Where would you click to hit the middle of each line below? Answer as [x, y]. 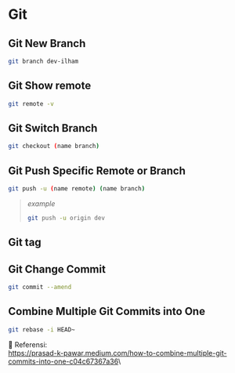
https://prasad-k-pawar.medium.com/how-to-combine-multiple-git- [117, 353]
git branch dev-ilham [43, 61]
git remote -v [31, 103]
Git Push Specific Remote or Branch [97, 170]
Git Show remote [50, 86]
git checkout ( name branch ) [54, 147]
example [41, 203]
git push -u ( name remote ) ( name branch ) [77, 189]
